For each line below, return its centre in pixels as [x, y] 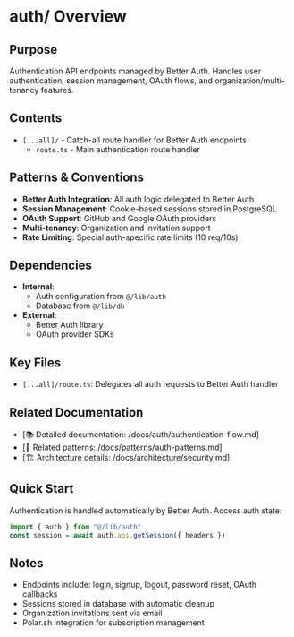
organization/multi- [250, 81]
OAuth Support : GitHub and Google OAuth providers [119, 218]
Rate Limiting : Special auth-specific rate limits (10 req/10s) [130, 237]
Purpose [34, 50]
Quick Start [42, 489]
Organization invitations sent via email [92, 613]
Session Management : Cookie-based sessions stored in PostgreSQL [149, 209]
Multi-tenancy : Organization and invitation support [117, 228]
